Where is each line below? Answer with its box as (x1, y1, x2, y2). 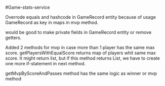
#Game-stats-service (5, 5, 50, 10)
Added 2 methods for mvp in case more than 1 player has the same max (5, 45, 155, 50)
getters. (5, 35, 22, 40)
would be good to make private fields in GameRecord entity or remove (5, 29, 152, 35)
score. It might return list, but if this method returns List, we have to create (5, 55, 160, 61)
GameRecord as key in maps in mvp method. (5, 20, 99, 25)
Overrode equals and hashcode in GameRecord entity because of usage (5, 14, 156, 20)
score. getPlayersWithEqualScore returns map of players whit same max (5, 50, 156, 56)
